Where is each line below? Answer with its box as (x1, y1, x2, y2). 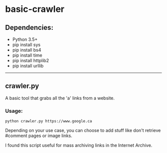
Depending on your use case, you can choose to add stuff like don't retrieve (5, 128, 161, 134)
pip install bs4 (12, 47, 41, 53)
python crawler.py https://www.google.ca (5, 119, 92, 124)
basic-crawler (5, 3, 65, 15)
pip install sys (12, 42, 41, 48)
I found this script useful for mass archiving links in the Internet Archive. (5, 143, 153, 149)
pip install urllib (12, 63, 44, 69)
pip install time (12, 52, 42, 58)
